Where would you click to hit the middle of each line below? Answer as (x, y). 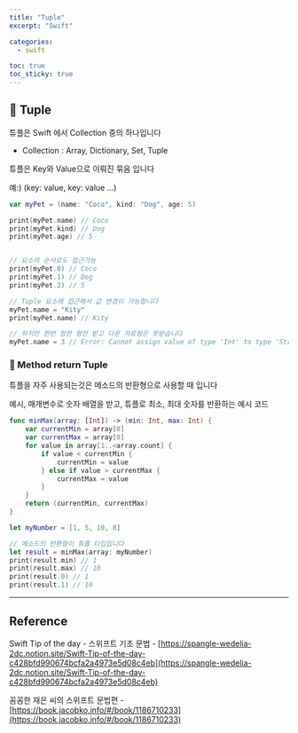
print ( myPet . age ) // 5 (51, 237)
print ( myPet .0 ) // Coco (53, 269)
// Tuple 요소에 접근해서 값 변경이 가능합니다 (84, 301)
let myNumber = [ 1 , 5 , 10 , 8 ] (65, 528)
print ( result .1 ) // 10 (51, 585)
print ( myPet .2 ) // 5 (47, 285)
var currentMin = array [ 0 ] (75, 430)
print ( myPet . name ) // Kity (59, 318)
